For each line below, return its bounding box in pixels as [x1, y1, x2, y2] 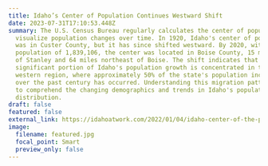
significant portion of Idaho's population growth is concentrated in [15, 64, 255, 72]
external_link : [8, 116, 59, 124]
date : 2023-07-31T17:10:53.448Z [8, 19, 116, 27]
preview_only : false [15, 145, 84, 153]
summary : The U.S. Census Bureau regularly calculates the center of [8, 26, 245, 34]
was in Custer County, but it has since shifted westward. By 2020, [15, 41, 248, 49]
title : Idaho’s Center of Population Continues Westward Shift [8, 11, 223, 20]
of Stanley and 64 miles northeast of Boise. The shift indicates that [15, 57, 259, 65]
